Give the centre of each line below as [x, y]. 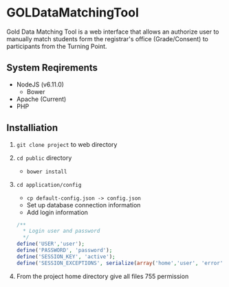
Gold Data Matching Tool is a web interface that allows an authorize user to [113, 32]
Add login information [57, 212]
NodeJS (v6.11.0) [40, 84]
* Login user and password [62, 231]
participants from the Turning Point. [57, 46]
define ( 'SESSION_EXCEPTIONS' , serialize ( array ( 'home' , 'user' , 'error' [120, 263]
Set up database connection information [84, 205]
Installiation [32, 128]
